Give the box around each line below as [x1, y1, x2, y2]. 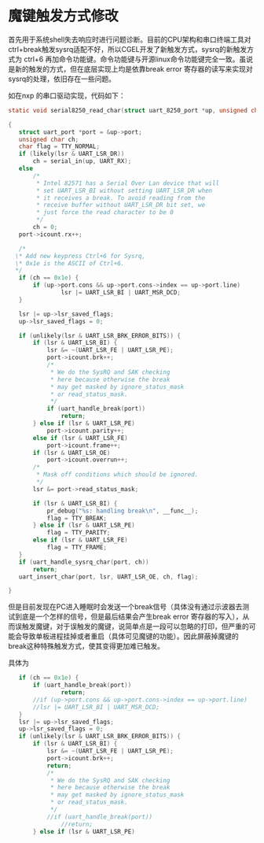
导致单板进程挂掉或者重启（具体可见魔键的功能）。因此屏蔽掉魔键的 [21, 631, 239, 641]
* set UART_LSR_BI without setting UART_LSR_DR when [36, 187, 213, 194]
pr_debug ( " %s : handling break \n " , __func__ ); [46, 507, 199, 515]
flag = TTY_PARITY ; [46, 529, 111, 537]
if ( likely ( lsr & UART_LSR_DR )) [18, 150, 125, 158]
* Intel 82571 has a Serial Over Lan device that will [36, 179, 220, 187]
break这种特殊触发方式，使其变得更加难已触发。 [8, 641, 165, 651]
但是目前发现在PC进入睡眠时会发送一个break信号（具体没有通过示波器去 [8, 602, 243, 612]
